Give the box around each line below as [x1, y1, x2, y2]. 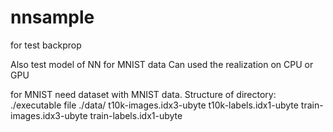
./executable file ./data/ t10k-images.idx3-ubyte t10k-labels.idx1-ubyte [10, 99, 299, 111]
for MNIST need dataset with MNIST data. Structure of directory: [10, 88, 277, 100]
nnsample [10, 6, 95, 29]
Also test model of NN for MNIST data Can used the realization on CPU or [10, 58, 314, 70]
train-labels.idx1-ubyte [89, 109, 183, 121]
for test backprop [10, 39, 82, 51]
